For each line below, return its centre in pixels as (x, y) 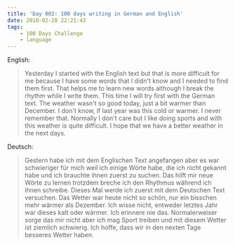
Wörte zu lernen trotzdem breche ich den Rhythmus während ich (118, 183)
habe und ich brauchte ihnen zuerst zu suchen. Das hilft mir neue (119, 176)
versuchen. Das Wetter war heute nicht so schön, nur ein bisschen (121, 198)
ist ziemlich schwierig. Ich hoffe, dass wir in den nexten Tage (113, 227)
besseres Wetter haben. (59, 235)
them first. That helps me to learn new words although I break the (119, 88)
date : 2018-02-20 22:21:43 (47, 20)
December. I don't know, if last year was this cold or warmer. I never (122, 111)
